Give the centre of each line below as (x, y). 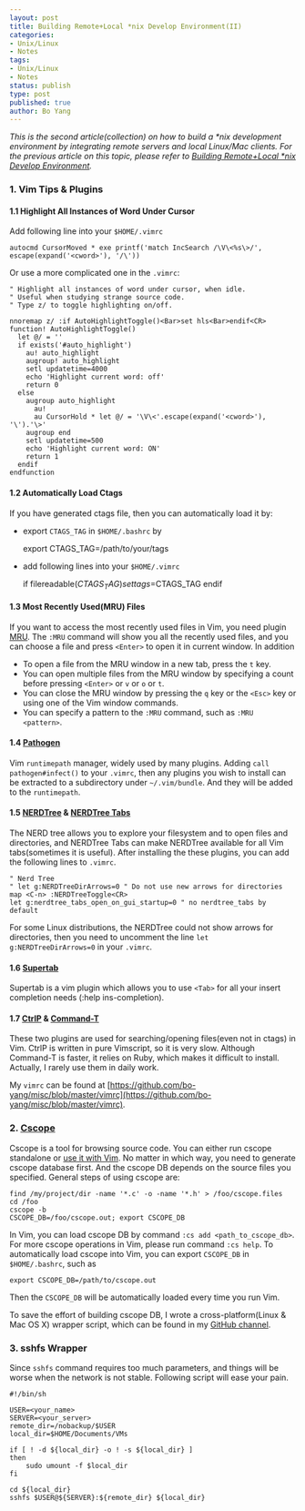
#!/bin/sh (28, 1394)
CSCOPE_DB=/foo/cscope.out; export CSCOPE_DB (97, 1217)
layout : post (34, 18)
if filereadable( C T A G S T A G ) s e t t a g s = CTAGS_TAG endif (122, 585)
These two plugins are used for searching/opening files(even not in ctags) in (152, 1039)
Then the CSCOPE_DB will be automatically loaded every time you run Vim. (145, 1297)
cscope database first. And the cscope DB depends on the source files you (150, 1167)
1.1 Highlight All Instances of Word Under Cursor (102, 211)
